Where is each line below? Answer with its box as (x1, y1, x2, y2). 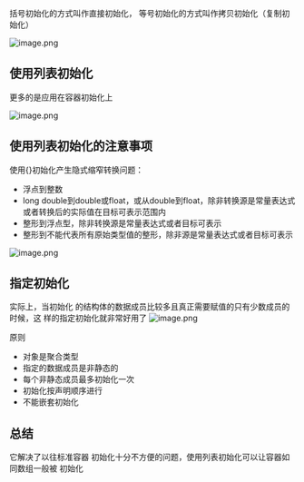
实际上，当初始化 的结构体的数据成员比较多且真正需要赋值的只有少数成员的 (9, 301, 290, 312)
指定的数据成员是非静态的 (22, 362, 119, 374)
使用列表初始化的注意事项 (9, 139, 152, 154)
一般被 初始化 (33, 463, 83, 474)
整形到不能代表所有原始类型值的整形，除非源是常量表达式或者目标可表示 (22, 229, 293, 240)
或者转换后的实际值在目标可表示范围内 (22, 206, 166, 217)
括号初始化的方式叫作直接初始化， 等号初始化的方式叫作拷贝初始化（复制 (9, 8, 282, 18)
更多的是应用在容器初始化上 (9, 92, 113, 103)
